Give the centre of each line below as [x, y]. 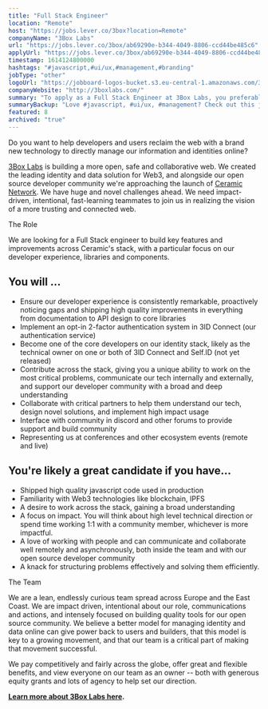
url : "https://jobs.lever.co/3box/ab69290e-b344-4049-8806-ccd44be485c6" [134, 46]
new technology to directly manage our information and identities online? [128, 151]
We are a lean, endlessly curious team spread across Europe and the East [129, 597]
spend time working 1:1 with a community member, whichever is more [134, 524]
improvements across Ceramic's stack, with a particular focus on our [122, 248]
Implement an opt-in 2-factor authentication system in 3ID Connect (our [138, 327]
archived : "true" [37, 120]
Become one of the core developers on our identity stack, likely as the [135, 344]
